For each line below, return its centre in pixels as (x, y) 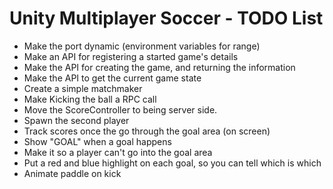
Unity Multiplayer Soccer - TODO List (166, 18)
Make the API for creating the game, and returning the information (159, 67)
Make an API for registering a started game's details (131, 56)
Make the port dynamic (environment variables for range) (142, 46)
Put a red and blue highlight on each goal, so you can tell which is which (172, 163)
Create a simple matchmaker (83, 88)
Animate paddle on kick (72, 173)
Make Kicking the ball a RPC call (90, 99)
